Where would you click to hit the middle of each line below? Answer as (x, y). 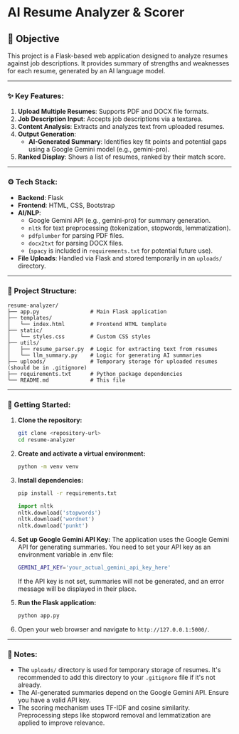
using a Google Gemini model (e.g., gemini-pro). (99, 150)
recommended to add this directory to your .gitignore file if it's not (116, 678)
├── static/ (25, 330)
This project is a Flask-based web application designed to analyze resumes (118, 56)
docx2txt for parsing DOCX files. (76, 243)
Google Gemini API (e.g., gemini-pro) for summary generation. (119, 220)
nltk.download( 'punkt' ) (53, 526)
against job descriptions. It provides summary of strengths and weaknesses (118, 63)
